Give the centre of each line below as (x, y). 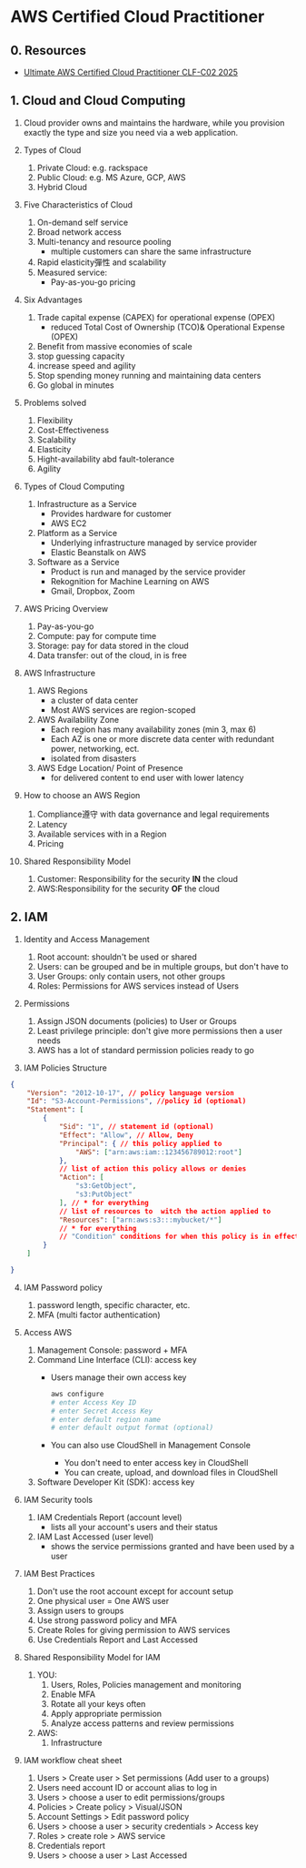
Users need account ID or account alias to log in (127, 1788)
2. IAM (29, 917)
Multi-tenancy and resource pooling (104, 241)
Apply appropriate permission (106, 1714)
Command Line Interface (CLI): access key (117, 1359)
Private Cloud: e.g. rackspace (93, 168)
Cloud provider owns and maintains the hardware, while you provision (154, 122)
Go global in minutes (75, 385)
